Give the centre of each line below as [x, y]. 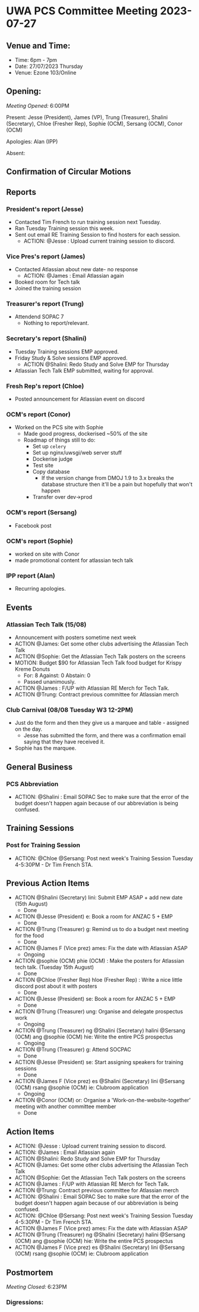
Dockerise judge [53, 459]
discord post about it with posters [56, 986]
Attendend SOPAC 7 [39, 317]
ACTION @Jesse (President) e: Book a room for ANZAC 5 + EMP [94, 917]
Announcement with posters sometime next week [75, 637]
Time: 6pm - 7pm [36, 60]
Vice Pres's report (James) [46, 256]
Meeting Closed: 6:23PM [37, 1287]
